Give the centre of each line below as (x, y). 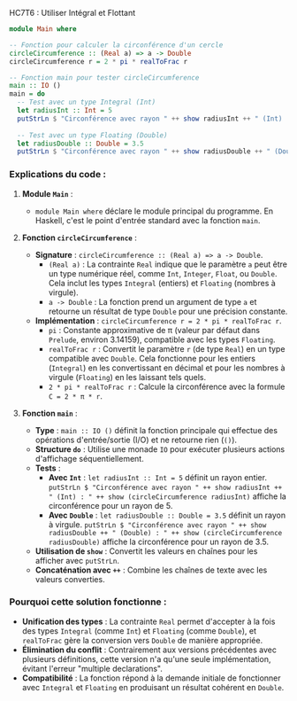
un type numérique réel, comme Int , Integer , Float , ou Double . (163, 273)
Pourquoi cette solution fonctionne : (88, 602)
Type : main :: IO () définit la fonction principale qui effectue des (156, 430)
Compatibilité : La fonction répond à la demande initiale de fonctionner (151, 678)
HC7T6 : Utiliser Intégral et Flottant (72, 13)
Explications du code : (57, 175)
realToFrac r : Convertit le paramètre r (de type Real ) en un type (167, 348)
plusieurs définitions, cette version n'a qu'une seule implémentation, (146, 658)
